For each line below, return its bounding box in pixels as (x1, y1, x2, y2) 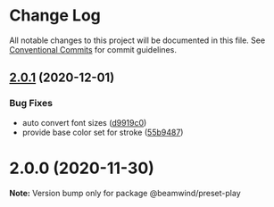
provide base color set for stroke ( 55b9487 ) (21, 127, 184, 137)
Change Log (9, 5, 101, 26)
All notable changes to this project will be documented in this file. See (9, 35, 266, 46)
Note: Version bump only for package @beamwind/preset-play (9, 187, 241, 198)
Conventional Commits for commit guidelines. (9, 44, 177, 54)
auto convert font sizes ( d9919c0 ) (21, 117, 147, 128)
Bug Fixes (9, 97, 54, 110)
